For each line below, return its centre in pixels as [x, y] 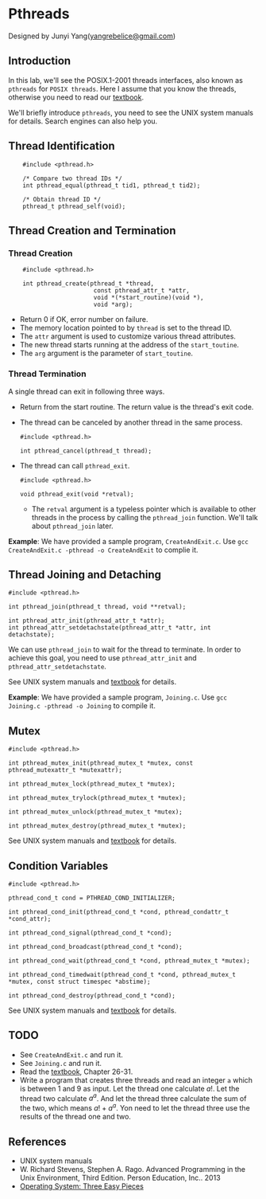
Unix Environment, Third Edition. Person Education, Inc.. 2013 [120, 1177]
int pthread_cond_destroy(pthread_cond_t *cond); [92, 995]
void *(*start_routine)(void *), [148, 298]
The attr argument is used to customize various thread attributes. [128, 336]
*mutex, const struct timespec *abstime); [79, 982]
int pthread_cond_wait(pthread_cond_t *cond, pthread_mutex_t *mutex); [129, 961]
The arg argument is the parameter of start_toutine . [106, 353]
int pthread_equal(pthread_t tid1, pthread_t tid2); [112, 185]
